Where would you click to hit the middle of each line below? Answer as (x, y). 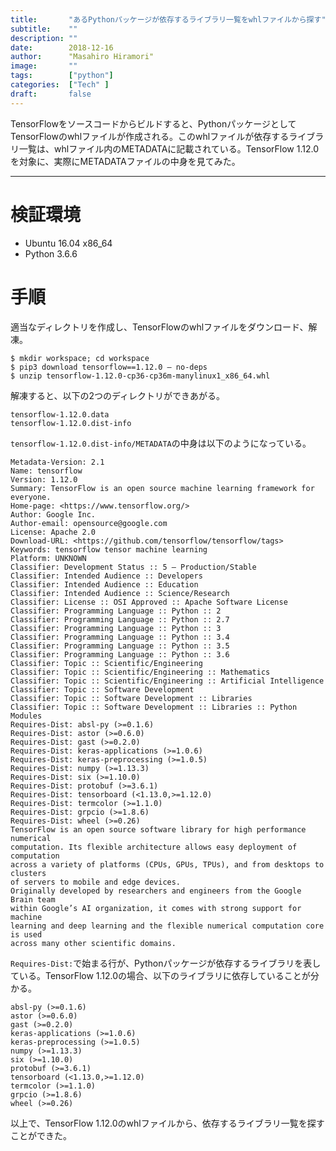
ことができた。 (41, 1135)
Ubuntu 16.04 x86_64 (68, 243)
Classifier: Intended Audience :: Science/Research (120, 593)
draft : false (51, 94)
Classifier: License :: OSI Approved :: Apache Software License (149, 602)
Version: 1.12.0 (44, 479)
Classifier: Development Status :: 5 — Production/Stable (133, 567)
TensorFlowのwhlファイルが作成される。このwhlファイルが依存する (150, 136)
